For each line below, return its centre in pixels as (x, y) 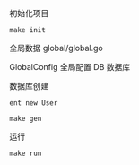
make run (26, 153)
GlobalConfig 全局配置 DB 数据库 (70, 67)
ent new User (34, 103)
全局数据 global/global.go (56, 48)
